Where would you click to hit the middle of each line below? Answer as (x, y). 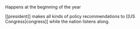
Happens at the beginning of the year (43, 7)
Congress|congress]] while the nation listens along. (57, 22)
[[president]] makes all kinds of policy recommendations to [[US (70, 16)
